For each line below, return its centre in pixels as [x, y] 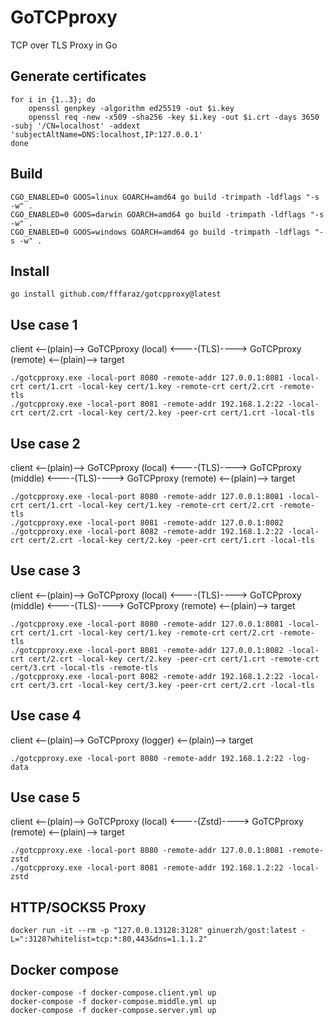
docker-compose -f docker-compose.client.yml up [113, 993]
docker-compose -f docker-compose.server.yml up [113, 1011]
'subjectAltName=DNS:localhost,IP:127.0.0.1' [106, 134]
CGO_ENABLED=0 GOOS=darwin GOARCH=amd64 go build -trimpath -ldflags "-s [167, 214]
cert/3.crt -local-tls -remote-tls [84, 667]
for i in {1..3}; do [53, 99]
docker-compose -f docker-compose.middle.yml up [113, 1002]
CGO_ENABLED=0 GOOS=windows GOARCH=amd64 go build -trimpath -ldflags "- [167, 232]
